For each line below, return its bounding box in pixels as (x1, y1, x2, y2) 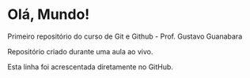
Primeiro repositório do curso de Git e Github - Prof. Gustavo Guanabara (7, 32, 243, 41)
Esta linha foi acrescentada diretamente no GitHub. (7, 61, 173, 72)
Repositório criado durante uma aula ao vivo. (7, 46, 153, 56)
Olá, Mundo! (7, 6, 90, 24)
